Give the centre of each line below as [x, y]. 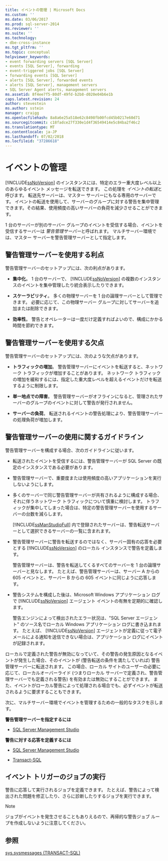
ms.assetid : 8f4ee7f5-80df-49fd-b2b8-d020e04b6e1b [59, 94]
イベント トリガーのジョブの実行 [55, 777]
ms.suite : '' [19, 33]
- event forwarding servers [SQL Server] [49, 62]
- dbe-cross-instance [28, 43]
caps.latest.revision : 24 [32, 99]
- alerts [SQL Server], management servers [51, 85]
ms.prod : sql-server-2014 [32, 24]
